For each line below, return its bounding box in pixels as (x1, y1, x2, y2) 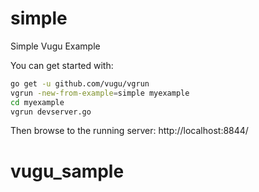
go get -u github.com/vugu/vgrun (10, 78, 150, 89)
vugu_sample (10, 160, 125, 182)
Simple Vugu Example (10, 40, 101, 52)
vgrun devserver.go (10, 107, 92, 117)
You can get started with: (10, 59, 114, 71)
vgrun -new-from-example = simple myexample (10, 88, 190, 98)
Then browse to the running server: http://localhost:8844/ (10, 125, 249, 137)
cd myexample (10, 97, 65, 107)
